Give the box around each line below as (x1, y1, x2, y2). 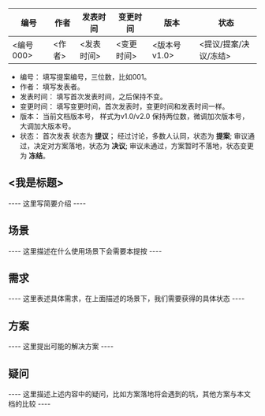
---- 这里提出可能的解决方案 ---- (8, 342, 114, 351)
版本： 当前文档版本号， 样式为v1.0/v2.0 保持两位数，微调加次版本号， (19, 112, 249, 121)
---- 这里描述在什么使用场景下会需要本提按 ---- (8, 246, 162, 255)
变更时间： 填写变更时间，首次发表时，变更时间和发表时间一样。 (19, 102, 230, 111)
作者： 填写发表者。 (19, 82, 84, 91)
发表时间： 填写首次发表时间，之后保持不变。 (19, 92, 167, 101)
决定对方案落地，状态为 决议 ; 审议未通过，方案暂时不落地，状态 (33, 141, 241, 150)
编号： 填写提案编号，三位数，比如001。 (19, 72, 151, 81)
